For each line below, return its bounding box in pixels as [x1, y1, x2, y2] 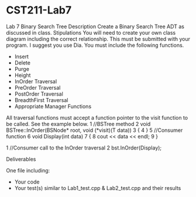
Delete [14, 59, 31, 66]
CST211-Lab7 [6, 4, 72, 17]
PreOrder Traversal [14, 84, 61, 91]
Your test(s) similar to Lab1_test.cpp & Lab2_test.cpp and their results [14, 184, 181, 191]
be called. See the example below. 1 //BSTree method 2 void [6, 120, 151, 127]
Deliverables [6, 155, 36, 162]
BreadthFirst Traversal [14, 96, 68, 103]
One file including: [6, 167, 50, 174]
